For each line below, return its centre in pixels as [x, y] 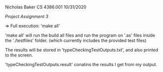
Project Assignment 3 [27, 16]
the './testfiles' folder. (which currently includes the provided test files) [76, 40]
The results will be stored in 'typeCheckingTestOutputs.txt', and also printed [81, 50]
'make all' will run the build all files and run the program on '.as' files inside [80, 35]
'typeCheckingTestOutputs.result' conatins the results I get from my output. [81, 64]
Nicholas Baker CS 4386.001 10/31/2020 [46, 7]
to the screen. [19, 55]
